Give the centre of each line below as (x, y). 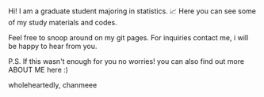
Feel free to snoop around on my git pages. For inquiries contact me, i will (128, 37)
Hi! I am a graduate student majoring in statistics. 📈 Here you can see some (132, 11)
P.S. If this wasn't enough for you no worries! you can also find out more (126, 61)
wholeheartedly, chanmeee (53, 85)
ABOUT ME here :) (38, 70)
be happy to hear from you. (53, 46)
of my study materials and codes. (63, 22)
